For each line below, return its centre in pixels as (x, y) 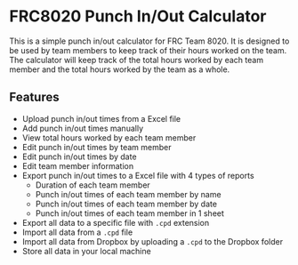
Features (34, 97)
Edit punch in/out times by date (79, 157)
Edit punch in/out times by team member (97, 147)
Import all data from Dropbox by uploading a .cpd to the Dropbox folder (152, 241)
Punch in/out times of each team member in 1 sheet (130, 213)
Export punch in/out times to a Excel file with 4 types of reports (138, 175)
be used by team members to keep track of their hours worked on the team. (148, 50)
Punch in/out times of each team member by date (126, 204)
